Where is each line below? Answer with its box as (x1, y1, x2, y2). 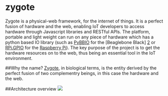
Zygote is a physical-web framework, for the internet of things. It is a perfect (5, 18, 163, 24)
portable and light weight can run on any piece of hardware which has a (5, 34, 154, 40)
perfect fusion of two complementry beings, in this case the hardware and (5, 70, 159, 76)
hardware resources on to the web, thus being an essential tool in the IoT (5, 49, 156, 56)
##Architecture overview (5, 85, 57, 91)
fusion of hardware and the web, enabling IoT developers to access (5, 23, 144, 29)
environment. (5, 55, 33, 61)
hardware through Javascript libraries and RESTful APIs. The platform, (5, 28, 150, 34)
